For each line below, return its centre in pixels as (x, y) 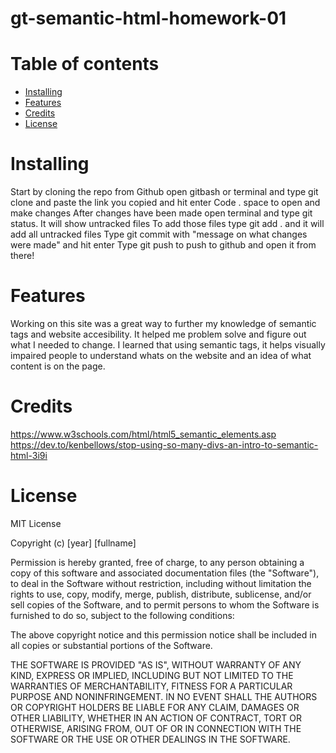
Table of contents (85, 64)
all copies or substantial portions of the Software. (111, 645)
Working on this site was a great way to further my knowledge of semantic (163, 323)
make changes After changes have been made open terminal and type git (161, 213)
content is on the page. (58, 366)
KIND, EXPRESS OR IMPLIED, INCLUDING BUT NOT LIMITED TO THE (152, 675)
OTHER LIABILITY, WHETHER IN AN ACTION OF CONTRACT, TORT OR (156, 718)
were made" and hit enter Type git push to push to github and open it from (163, 245)
